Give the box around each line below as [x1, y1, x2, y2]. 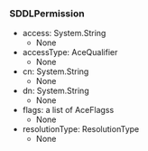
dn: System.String [22, 85, 89, 97]
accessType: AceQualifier [22, 47, 118, 58]
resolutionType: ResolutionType [22, 124, 140, 135]
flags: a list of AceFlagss [22, 105, 115, 116]
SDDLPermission [9, 7, 85, 20]
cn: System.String [22, 66, 89, 77]
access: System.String [22, 28, 106, 39]
